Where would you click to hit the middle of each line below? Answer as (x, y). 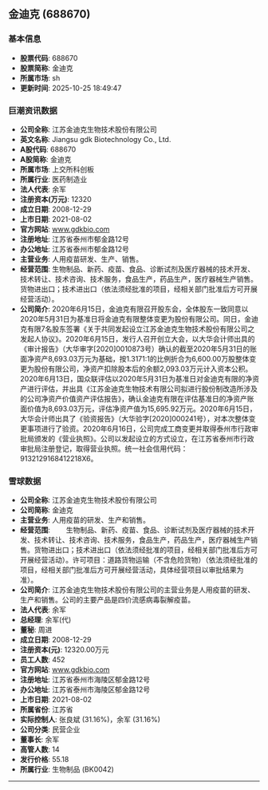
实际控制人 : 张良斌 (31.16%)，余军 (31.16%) (90, 720)
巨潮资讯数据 (33, 110)
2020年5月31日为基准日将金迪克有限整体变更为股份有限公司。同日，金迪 (139, 318)
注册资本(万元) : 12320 (55, 199)
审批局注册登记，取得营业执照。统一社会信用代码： (104, 448)
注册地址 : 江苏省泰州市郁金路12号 (74, 239)
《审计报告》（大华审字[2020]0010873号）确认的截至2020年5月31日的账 (138, 349)
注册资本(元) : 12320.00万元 (64, 650)
